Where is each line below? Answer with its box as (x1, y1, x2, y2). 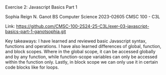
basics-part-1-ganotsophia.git (5, 29, 66, 34)
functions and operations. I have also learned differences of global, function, (5, 43, 162, 49)
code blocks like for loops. (5, 64, 59, 70)
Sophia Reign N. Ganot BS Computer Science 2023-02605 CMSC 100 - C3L (5, 14, 160, 19)
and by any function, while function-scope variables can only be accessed (5, 54, 158, 60)
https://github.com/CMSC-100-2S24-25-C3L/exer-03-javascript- (16, 23, 150, 29)
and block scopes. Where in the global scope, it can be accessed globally (5, 49, 156, 54)
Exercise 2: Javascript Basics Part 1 (5, 4, 78, 10)
